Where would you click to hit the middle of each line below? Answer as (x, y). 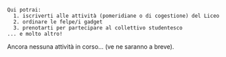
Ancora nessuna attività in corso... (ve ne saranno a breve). (91, 47)
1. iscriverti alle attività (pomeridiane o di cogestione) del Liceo (116, 16)
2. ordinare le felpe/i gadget (58, 22)
